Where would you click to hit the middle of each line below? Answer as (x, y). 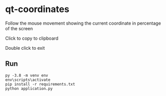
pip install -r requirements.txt (40, 84)
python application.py (29, 88)
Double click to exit (25, 48)
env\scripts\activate (28, 80)
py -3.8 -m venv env (27, 75)
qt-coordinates (37, 9)
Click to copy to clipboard (32, 38)
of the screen (19, 28)
